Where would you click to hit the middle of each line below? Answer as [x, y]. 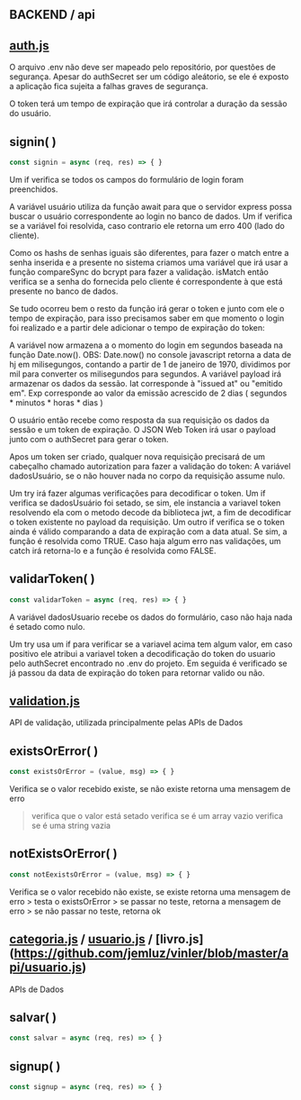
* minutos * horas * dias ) [56, 402]
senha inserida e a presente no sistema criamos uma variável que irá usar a [149, 262]
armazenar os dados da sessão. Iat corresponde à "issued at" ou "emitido [146, 383]
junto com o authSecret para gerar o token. [89, 439]
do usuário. [30, 114]
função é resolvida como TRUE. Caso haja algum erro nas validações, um [145, 541]
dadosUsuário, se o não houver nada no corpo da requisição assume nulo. [147, 476]
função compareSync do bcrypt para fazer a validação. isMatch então [139, 272]
